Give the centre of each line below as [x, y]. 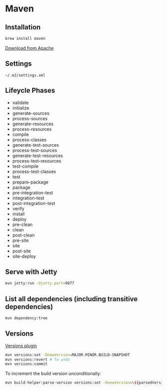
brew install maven [25, 38]
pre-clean [22, 224]
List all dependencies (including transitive [72, 299]
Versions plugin [21, 346]
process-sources [30, 118]
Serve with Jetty [31, 272]
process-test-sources [35, 150]
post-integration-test [34, 203]
